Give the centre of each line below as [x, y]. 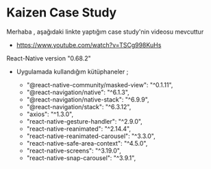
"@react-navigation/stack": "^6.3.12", [79, 106]
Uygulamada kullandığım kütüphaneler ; [72, 71]
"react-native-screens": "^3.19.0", [74, 150]
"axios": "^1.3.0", [50, 114]
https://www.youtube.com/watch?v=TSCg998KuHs [89, 45]
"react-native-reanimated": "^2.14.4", [79, 128]
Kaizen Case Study [62, 13]
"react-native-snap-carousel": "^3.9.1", [81, 158]
